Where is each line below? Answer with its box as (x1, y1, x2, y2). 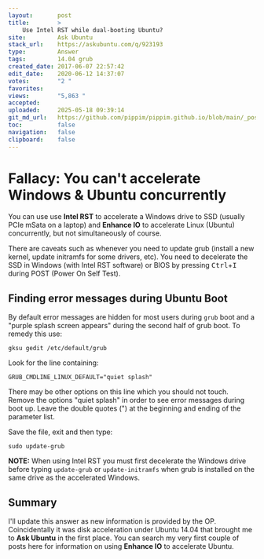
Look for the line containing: (8, 358, 99, 367)
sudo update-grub (8, 443, 65, 451)
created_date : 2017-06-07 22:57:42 (8, 63, 125, 71)
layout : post (8, 11, 72, 20)
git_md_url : (8, 114, 47, 122)
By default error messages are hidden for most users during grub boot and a (8, 312, 255, 322)
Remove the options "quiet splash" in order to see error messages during (8, 396, 245, 405)
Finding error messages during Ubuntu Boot (8, 291, 228, 305)
